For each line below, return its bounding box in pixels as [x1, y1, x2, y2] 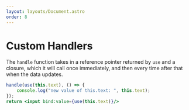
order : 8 [6, 14, 28, 20]
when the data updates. [6, 71, 63, 78]
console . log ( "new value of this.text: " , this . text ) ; [16, 88, 150, 94]
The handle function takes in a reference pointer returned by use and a [6, 59, 176, 66]
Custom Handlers [6, 39, 93, 53]
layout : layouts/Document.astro [6, 8, 85, 15]
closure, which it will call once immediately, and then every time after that [6, 65, 183, 72]
